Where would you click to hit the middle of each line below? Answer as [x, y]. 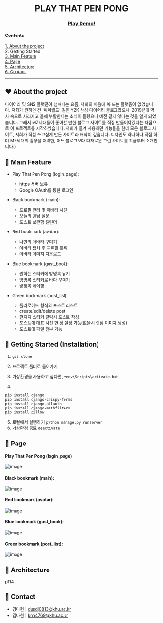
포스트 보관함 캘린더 [38, 222]
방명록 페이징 [32, 285]
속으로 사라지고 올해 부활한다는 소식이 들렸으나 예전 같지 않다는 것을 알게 [79, 116]
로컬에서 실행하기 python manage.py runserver [57, 422]
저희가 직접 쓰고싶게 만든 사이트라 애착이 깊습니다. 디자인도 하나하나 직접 [84, 135]
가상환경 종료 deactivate [36, 428]
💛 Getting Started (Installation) [52, 345]
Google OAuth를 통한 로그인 [46, 190]
